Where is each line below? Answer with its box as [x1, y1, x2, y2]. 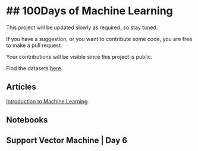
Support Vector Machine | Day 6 [6, 135, 128, 145]
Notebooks [6, 115, 48, 125]
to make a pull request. [6, 42, 62, 49]
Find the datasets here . [6, 64, 63, 72]
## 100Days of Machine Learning [6, 4, 174, 18]
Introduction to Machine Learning [6, 97, 88, 105]
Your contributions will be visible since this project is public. [6, 53, 153, 60]
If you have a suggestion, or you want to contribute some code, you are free [6, 35, 193, 42]
